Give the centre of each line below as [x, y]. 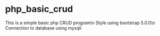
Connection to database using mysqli [43, 28]
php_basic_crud [39, 9]
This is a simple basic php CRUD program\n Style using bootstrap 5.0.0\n [80, 23]
